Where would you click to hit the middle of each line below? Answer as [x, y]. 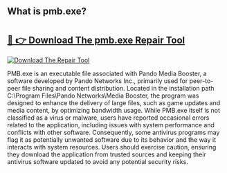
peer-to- [201, 81]
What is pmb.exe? [47, 11]
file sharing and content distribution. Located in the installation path [118, 88]
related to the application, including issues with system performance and [111, 125]
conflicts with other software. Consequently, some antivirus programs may [113, 132]
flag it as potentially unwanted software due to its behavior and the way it [112, 140]
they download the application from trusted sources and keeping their [107, 154]
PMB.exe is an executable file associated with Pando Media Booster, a [107, 73]
